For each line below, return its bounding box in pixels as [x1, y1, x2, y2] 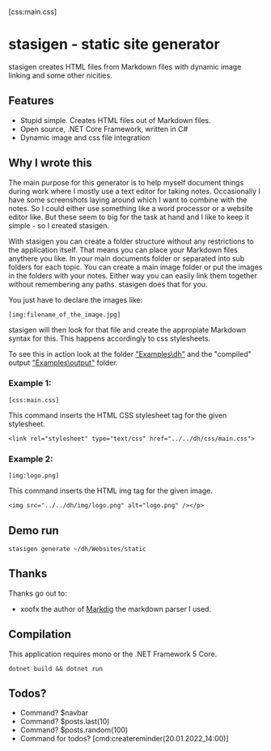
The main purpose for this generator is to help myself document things [8, 177, 244, 187]
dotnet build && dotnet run [8, 664, 104, 673]
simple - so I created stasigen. [8, 220, 109, 230]
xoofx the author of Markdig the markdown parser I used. [19, 604, 212, 613]
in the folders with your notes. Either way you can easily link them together [8, 270, 257, 280]
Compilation [8, 627, 71, 642]
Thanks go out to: [8, 588, 67, 598]
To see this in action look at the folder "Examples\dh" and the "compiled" [8, 349, 252, 359]
